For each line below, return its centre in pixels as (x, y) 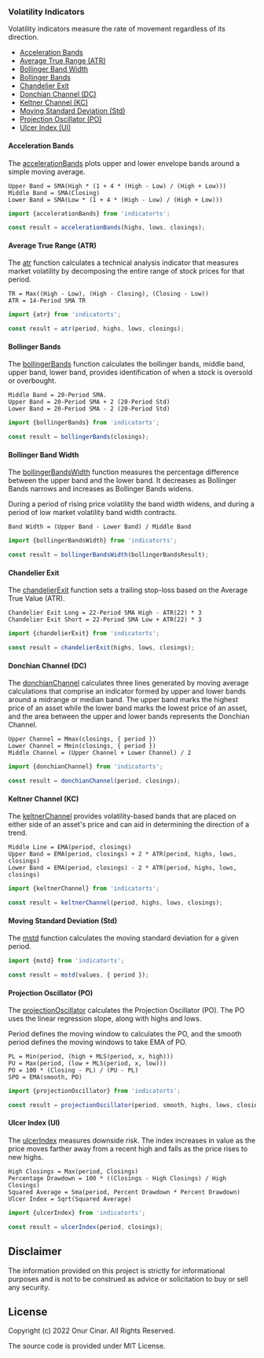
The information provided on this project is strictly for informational (117, 1270)
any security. (29, 1287)
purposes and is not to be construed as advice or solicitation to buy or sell (128, 1279)
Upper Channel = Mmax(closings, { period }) (82, 739)
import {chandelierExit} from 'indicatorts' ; (84, 634)
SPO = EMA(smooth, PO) (45, 1077)
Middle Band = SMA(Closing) (54, 193)
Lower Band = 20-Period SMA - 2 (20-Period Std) (89, 409)
